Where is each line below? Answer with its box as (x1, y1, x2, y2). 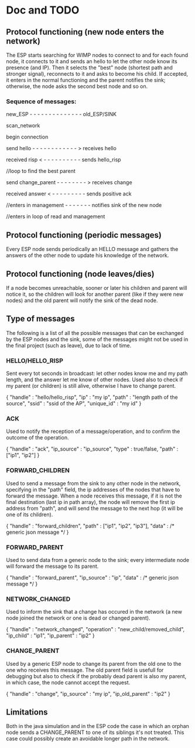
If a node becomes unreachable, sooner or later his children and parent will (6, 284, 187, 291)
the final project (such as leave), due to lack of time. (6, 341, 132, 349)
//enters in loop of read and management (6, 213, 105, 220)
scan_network (6, 122, 40, 129)
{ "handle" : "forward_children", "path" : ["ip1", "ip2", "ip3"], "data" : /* (6, 522, 175, 529)
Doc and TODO (6, 4, 80, 17)
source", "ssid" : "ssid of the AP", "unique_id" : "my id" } (6, 400, 142, 407)
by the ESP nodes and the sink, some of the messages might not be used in (6, 336, 189, 343)
